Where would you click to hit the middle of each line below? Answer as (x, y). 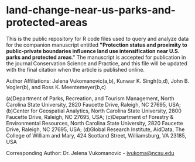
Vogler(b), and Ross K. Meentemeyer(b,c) (56, 87)
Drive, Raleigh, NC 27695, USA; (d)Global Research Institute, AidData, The (95, 129)
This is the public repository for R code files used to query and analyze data (97, 38)
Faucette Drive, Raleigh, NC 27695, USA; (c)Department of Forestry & (90, 117)
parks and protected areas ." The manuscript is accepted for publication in (96, 57)
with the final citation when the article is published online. (76, 69)
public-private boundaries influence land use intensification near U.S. (93, 51)
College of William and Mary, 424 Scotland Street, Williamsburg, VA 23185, (96, 135)
